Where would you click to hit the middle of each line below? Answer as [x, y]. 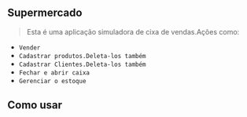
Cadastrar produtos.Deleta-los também [82, 56]
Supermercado [45, 13]
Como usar [35, 105]
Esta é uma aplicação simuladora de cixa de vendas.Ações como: [133, 31]
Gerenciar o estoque [52, 81]
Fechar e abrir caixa [54, 73]
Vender [29, 48]
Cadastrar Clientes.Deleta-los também [82, 64]
